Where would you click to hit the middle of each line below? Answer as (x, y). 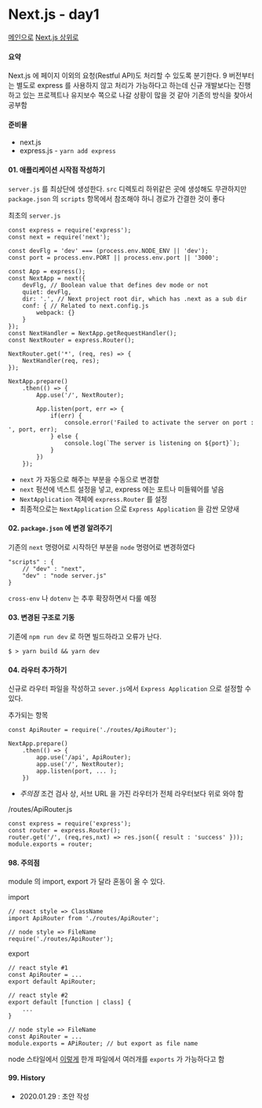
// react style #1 (38, 968)
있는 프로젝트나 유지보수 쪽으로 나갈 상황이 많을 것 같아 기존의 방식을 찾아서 (138, 95)
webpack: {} (56, 313)
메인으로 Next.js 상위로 (44, 37)
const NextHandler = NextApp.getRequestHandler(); (93, 333)
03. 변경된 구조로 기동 (42, 617)
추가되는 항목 (28, 715)
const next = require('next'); (59, 237)
